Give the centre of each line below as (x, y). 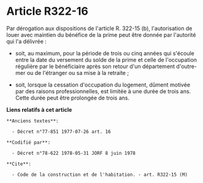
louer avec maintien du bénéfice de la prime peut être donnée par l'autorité (101, 34)
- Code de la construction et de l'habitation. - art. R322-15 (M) (100, 174)
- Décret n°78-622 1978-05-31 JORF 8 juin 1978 (74, 153)
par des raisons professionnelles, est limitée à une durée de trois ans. (103, 91)
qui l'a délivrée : (27, 41)
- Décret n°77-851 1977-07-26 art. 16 (62, 131)
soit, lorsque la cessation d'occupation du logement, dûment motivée (103, 85)
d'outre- (187, 66)
